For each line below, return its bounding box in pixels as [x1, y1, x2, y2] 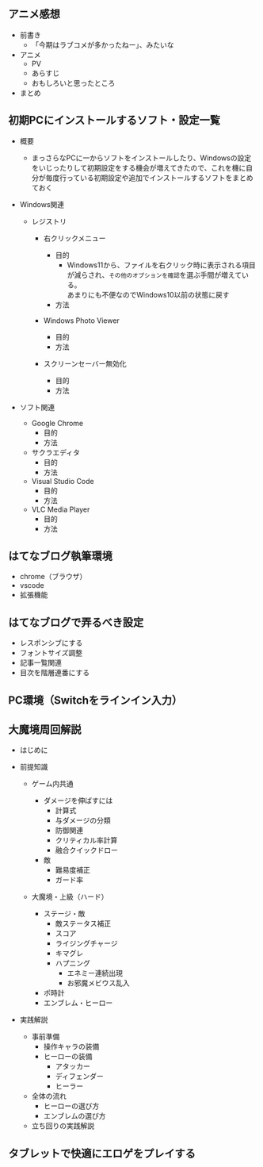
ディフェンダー [55, 1072, 105, 1081]
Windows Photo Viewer [43, 316, 120, 325]
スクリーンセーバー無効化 [43, 359, 127, 368]
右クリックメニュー [43, 233, 106, 243]
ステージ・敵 [43, 909, 86, 919]
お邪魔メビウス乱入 [67, 978, 130, 988]
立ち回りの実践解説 [31, 1121, 95, 1131]
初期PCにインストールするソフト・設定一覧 [8, 113, 220, 127]
